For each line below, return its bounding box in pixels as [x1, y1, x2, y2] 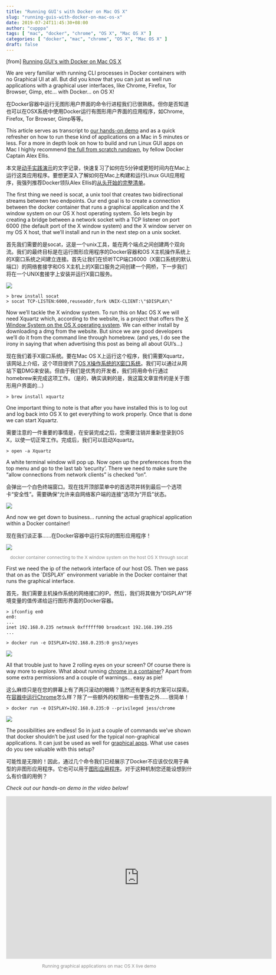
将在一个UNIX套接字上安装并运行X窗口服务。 [6, 270, 116, 277]
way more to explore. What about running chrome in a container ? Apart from [6, 668, 192, 675]
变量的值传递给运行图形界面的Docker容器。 [11, 597, 117, 604]
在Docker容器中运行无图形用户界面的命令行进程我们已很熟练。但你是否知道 [6, 100, 189, 107]
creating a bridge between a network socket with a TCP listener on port [6, 216, 180, 223]
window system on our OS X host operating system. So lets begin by [6, 209, 173, 216]
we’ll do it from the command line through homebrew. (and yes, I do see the [6, 333, 190, 341]
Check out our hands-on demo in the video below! [6, 784, 129, 791]
